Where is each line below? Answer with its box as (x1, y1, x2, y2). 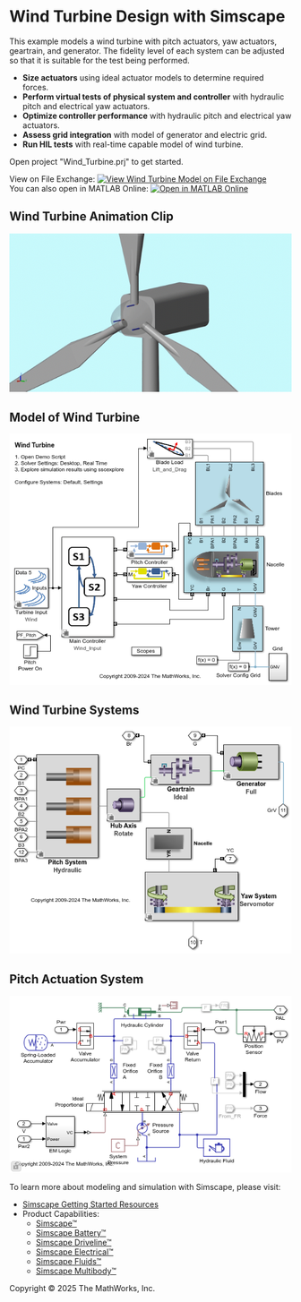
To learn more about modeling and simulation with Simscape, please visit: (9, 1182, 281, 1193)
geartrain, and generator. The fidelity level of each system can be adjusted (9, 45, 285, 56)
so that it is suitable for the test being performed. (9, 55, 190, 65)
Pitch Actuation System (9, 972, 144, 987)
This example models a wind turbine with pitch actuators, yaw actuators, (9, 36, 278, 47)
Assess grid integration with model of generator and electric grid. (21, 129, 268, 140)
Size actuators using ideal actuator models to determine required (21, 72, 264, 82)
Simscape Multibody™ (35, 1265, 116, 1277)
